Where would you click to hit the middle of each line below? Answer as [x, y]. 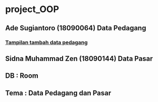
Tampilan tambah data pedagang [46, 42]
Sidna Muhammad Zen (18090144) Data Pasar [79, 58]
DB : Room [22, 76]
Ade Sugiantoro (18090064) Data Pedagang [76, 28]
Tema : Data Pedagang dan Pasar [58, 93]
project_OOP [32, 9]
